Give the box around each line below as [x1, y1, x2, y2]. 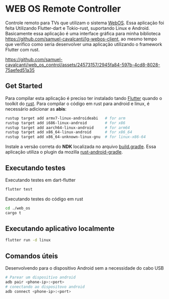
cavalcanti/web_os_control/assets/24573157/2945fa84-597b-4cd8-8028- [5, 62, 160, 68]
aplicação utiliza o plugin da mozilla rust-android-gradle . [5, 149, 123, 155]
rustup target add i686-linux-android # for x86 [5, 120, 125, 125]
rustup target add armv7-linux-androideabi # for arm [5, 116, 125, 121]
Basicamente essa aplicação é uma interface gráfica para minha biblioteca [5, 30, 161, 36]
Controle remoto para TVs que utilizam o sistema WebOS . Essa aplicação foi [5, 20, 164, 26]
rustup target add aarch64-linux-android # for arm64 [5, 125, 130, 130]
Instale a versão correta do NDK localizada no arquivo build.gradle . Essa [5, 143, 156, 149]
